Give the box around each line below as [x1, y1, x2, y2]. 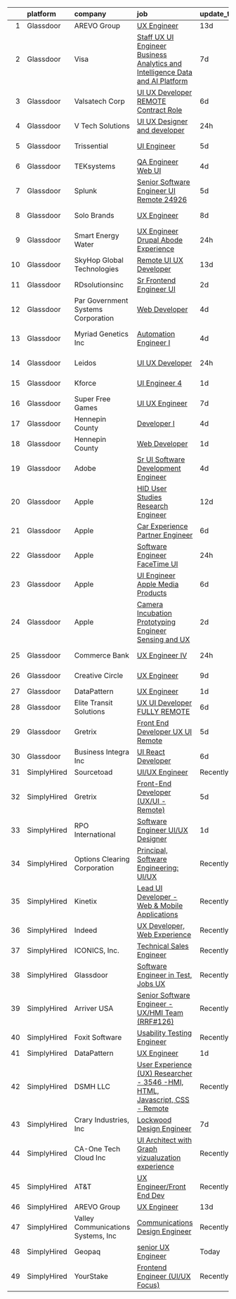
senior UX [136, 1243, 170, 1252]
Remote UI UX [136, 256, 184, 265]
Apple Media [136, 580, 179, 589]
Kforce [74, 379, 97, 388]
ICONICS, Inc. [74, 946, 119, 955]
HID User [136, 484, 167, 493]
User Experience [136, 1060, 192, 1069]
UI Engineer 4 [136, 379, 183, 388]
